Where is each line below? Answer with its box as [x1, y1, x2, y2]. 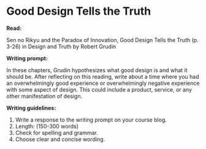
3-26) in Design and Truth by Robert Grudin [6, 43, 116, 50]
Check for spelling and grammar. [15, 129, 98, 136]
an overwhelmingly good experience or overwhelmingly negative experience [6, 79, 200, 87]
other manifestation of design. [6, 92, 83, 100]
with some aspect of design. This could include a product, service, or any [6, 85, 192, 93]
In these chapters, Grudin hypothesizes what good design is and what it [6, 66, 188, 74]
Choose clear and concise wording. [15, 136, 105, 143]
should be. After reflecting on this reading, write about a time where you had [6, 73, 199, 80]
